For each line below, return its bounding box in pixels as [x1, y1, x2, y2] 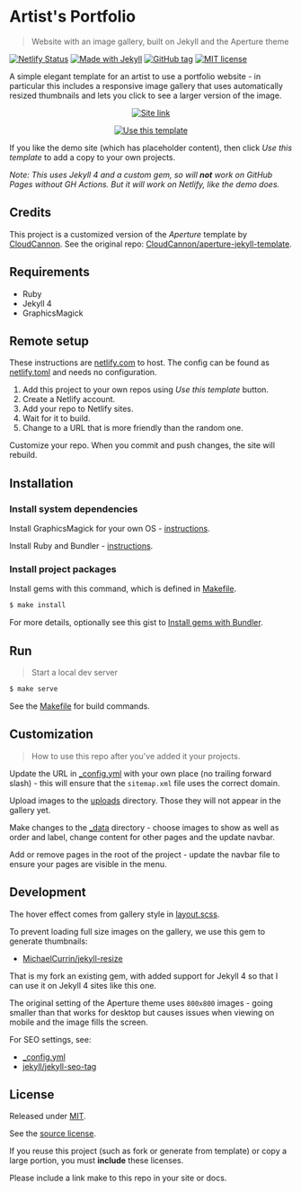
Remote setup [9, 333, 90, 348]
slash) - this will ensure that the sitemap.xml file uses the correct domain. [9, 777, 280, 788]
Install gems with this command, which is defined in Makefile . [9, 583, 236, 595]
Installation [9, 475, 74, 491]
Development [9, 884, 87, 901]
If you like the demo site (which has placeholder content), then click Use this [9, 142, 293, 153]
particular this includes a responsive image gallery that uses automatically [9, 80, 283, 91]
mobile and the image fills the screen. [9, 1017, 148, 1027]
